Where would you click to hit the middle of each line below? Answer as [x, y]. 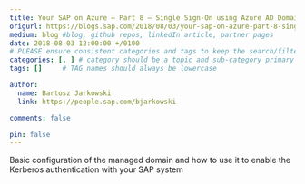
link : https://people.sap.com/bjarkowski [97, 102]
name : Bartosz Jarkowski [64, 93]
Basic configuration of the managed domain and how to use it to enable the [150, 160]
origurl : [26, 26]
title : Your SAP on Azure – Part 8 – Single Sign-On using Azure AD [142, 18]
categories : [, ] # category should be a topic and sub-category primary [152, 60]
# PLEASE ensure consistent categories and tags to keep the [128, 52]
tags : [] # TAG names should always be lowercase [113, 69]
